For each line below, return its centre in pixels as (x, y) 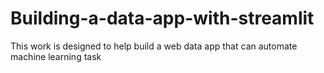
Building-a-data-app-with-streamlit (162, 18)
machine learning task (56, 56)
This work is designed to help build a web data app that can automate (154, 46)
